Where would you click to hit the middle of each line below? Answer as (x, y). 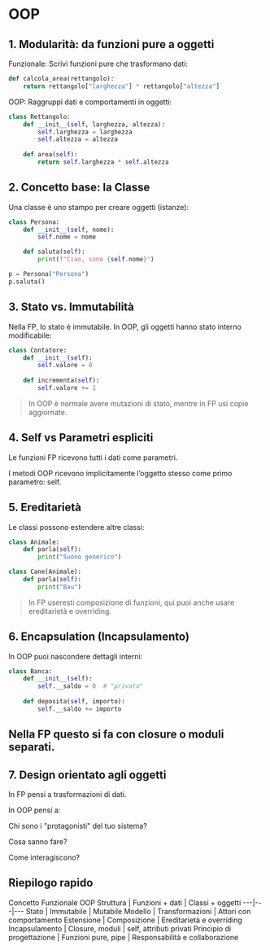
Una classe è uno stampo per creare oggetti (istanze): (99, 207)
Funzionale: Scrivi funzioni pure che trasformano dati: (98, 63)
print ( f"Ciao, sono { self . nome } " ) (96, 260)
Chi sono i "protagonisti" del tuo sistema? (78, 826)
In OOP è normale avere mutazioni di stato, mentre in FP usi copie (138, 403)
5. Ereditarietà (45, 508)
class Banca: (30, 671)
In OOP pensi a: (35, 810)
